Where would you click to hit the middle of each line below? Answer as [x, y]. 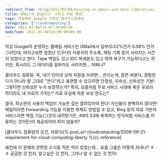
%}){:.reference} [105, 137]
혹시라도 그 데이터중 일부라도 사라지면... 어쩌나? [60, 64]
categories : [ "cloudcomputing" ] [38, 23]
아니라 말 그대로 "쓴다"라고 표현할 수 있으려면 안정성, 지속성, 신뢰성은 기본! [84, 81]
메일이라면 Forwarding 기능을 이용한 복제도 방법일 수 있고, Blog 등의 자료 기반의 [81, 109]
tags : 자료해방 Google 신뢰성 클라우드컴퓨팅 [45, 18]
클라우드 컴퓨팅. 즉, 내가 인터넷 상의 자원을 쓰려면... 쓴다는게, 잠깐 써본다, [74, 75]
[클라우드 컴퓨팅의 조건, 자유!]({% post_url [45, 132]
